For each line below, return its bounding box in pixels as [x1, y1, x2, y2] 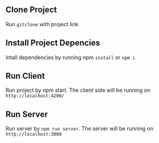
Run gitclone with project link [5, 20, 79, 27]
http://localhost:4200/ [5, 93, 65, 99]
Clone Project [5, 5, 57, 15]
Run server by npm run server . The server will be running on [5, 125, 154, 132]
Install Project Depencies [5, 38, 101, 48]
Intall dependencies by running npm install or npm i [5, 54, 135, 61]
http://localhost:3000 [5, 131, 62, 138]
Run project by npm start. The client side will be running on [5, 86, 151, 94]
